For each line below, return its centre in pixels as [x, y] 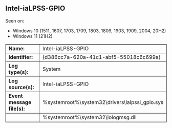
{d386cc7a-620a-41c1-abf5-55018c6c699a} [102, 57]
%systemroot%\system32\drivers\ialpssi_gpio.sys [103, 102]
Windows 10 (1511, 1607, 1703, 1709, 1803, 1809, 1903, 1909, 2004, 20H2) [89, 31]
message [20, 102]
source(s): [21, 87]
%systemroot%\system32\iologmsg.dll [90, 117]
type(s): [18, 72]
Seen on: [15, 20]
